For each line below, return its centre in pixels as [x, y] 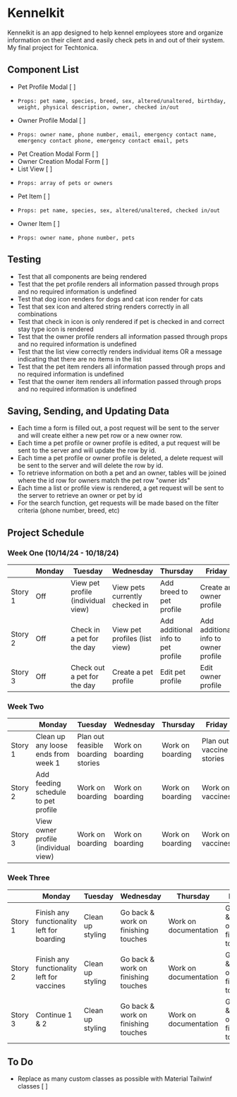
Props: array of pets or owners [65, 183]
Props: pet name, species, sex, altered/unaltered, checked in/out [119, 210]
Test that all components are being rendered [82, 276]
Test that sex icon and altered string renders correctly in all [103, 306]
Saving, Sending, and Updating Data [89, 411]
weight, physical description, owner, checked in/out [98, 107]
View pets [128, 587]
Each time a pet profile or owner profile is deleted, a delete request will [120, 458]
